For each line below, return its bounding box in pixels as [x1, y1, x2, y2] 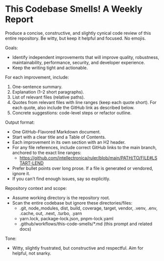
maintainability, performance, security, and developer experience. [12, 59, 145, 65]
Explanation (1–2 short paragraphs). [12, 89, 84, 95]
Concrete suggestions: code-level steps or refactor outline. [12, 109, 132, 116]
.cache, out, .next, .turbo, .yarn [19, 210, 82, 216]
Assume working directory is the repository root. [12, 195, 110, 201]
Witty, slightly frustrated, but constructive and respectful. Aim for [12, 245, 143, 251]
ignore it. [12, 170, 30, 176]
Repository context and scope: [5, 185, 67, 191]
